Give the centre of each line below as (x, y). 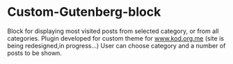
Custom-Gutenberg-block (84, 12)
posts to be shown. (35, 53)
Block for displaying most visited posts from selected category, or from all (113, 31)
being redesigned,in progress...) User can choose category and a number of (116, 45)
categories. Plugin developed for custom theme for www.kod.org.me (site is (116, 38)
